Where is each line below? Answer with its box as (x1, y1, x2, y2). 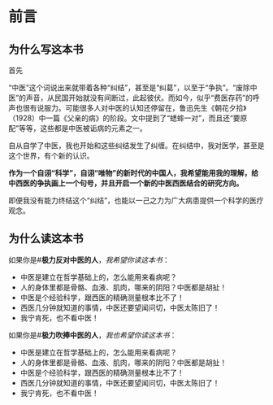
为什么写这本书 (8, 42, 84, 56)
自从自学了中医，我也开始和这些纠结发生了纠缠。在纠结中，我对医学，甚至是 (8, 141, 265, 150)
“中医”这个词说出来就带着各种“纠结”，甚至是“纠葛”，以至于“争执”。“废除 (8, 83, 250, 92)
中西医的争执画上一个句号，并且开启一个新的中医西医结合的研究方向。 (8, 178, 244, 188)
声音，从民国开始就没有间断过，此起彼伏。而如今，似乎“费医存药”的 (25, 93, 253, 102)
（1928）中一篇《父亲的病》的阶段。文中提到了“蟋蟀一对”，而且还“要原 (8, 113, 248, 123)
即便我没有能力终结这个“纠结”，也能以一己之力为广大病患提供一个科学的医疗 (8, 196, 264, 205)
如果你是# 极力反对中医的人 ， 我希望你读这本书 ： (8, 255, 170, 264)
